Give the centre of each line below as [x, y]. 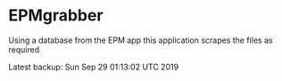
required [24, 49]
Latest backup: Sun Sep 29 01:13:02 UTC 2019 [94, 67]
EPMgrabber [56, 16]
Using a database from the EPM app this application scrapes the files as [141, 40]
